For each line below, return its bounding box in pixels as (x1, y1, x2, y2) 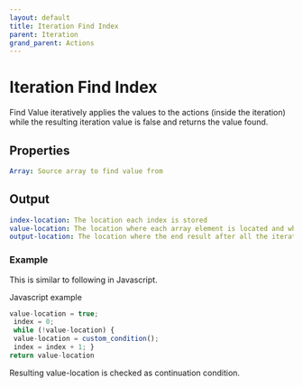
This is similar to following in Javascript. (9, 274, 158, 285)
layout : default (9, 13, 70, 23)
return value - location (9, 351, 95, 360)
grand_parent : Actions (9, 38, 95, 48)
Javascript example (9, 291, 83, 302)
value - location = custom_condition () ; (13, 335, 160, 344)
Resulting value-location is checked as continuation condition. (9, 367, 241, 378)
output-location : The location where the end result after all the (9, 232, 269, 242)
